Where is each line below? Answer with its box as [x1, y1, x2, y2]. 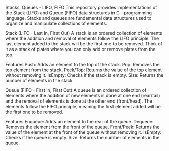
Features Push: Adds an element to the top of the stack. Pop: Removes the [5, 62, 160, 67]
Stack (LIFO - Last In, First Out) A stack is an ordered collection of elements [5, 30, 162, 36]
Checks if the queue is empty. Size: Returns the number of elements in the [5, 135, 160, 140]
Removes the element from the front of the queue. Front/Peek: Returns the [5, 124, 160, 130]
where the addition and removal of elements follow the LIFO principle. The [5, 35, 159, 41]
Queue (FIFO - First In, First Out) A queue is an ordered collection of [5, 87, 147, 93]
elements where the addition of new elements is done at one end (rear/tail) [5, 93, 160, 98]
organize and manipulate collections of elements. [5, 20, 107, 26]
